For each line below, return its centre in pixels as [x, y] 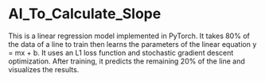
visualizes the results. [44, 69]
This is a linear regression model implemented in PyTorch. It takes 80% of [129, 36]
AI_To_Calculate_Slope [85, 14]
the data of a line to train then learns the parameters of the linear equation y [132, 44]
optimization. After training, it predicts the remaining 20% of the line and [127, 61]
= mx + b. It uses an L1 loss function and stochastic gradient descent [121, 52]
